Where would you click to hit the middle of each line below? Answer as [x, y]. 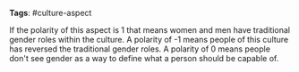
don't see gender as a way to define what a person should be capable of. [144, 58]
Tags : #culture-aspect [51, 13]
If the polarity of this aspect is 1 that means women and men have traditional [150, 30]
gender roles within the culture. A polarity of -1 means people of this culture [149, 40]
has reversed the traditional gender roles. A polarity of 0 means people [140, 49]
